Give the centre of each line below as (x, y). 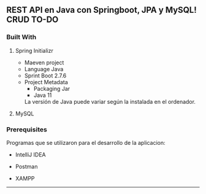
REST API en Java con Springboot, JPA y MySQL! (102, 10)
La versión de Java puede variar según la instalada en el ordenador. (110, 101)
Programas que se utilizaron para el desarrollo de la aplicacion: (86, 142)
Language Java (44, 69)
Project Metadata (46, 82)
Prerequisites (27, 130)
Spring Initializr (34, 50)
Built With (21, 37)
